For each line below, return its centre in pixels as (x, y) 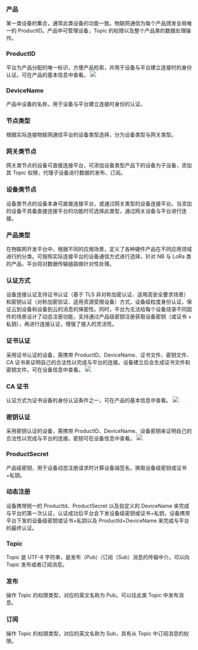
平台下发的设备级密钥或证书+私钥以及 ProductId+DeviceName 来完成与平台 (98, 520)
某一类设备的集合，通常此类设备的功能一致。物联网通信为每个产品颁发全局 (96, 23)
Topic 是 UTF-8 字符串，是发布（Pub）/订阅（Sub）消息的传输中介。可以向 (98, 557)
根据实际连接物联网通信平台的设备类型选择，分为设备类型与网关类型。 (91, 135)
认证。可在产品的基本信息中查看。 (47, 74)
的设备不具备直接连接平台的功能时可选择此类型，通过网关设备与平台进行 (94, 211)
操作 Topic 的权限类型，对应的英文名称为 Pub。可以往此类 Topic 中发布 (93, 595)
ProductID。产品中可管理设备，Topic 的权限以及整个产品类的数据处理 (102, 31)
